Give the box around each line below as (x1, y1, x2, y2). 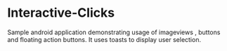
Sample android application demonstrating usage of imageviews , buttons (7, 28, 221, 36)
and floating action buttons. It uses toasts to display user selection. (7, 35, 202, 43)
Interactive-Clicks (7, 5, 115, 21)
